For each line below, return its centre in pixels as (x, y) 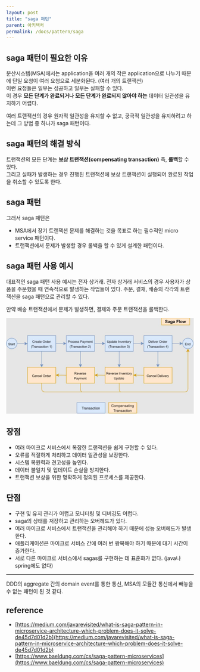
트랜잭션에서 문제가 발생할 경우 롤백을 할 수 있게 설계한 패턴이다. (89, 245)
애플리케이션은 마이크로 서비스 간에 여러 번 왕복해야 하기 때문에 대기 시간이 (101, 543)
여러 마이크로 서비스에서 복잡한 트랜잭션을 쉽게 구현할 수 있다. (86, 447)
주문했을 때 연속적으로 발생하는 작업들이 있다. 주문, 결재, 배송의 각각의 (98, 289)
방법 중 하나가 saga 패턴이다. (57, 123)
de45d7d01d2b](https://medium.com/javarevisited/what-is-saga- (95, 637)
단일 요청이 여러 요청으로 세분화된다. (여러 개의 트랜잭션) (78, 81)
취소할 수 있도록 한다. (37, 181)
